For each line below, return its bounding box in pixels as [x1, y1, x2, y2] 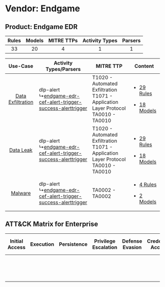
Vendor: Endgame [5, 3, 80, 14]
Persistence [58, 241, 88, 248]
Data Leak [9, 147, 33, 153]
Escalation [92, 244, 118, 251]
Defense [122, 237, 142, 244]
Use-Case [8, 63, 33, 69]
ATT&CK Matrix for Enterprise [5, 220, 98, 228]
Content [134, 63, 154, 69]
